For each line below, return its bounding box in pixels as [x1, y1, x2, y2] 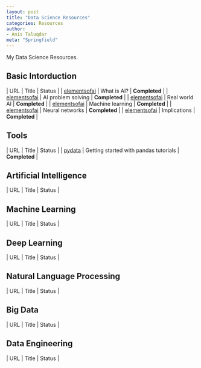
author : [6, 25, 26, 32]
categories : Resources [6, 20, 63, 26]
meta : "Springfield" [6, 37, 59, 43]
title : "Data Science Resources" [6, 15, 91, 21]
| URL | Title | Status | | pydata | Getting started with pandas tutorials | [6, 146, 180, 154]
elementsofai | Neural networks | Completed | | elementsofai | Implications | [6, 107, 196, 114]
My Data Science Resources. [6, 54, 78, 61]
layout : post [6, 8, 39, 15]
